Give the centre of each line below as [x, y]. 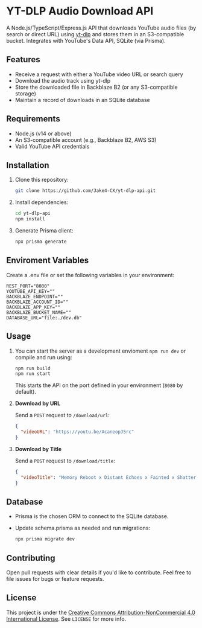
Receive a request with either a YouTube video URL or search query [99, 74]
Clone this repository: [42, 180]
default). [25, 392]
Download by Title [38, 449]
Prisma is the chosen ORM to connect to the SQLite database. [92, 516]
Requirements [33, 119]
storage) [25, 93]
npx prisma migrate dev [45, 539]
